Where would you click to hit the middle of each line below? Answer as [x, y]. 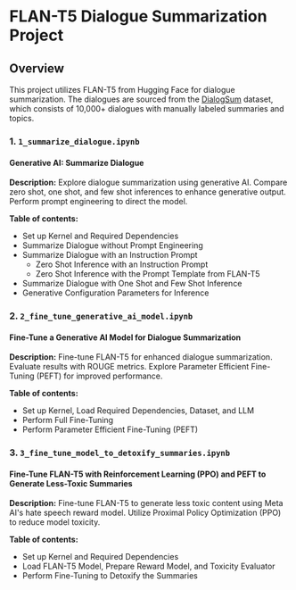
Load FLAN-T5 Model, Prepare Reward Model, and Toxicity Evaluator [148, 566]
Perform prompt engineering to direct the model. [99, 202]
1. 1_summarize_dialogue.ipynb [74, 141]
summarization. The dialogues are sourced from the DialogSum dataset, [141, 99]
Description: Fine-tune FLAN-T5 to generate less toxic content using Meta [146, 503]
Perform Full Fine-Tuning [68, 420]
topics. [22, 118]
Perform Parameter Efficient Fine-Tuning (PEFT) [110, 429]
